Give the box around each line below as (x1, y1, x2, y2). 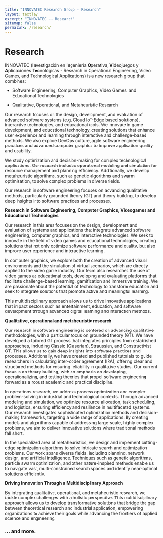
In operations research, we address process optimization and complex (5, 389, 146, 394)
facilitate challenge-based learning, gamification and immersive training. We (5, 278, 158, 284)
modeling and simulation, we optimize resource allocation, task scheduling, (5, 399, 156, 405)
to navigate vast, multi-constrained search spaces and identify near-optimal (5, 466, 157, 472)
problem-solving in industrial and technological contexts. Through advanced (5, 394, 159, 400)
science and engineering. (5, 516, 56, 521)
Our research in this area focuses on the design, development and (5, 222, 138, 228)
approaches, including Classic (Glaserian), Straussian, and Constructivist (5, 343, 151, 349)
